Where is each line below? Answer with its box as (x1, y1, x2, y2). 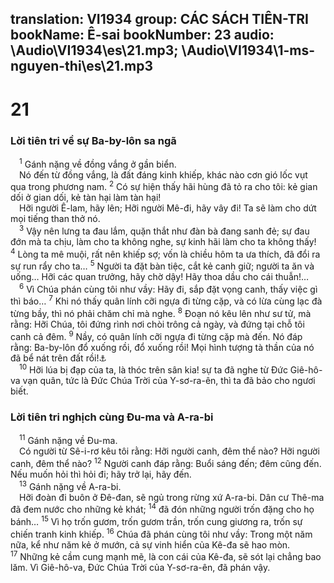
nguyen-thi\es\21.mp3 (10, 58, 153, 75)
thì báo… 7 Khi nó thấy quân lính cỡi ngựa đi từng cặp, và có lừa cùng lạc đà (10, 293, 323, 307)
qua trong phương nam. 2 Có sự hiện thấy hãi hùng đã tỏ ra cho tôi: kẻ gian (10, 179, 318, 193)
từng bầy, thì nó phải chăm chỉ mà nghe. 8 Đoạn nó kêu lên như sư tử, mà (10, 306, 312, 320)
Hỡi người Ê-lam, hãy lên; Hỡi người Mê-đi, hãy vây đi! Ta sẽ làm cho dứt (19, 202, 317, 214)
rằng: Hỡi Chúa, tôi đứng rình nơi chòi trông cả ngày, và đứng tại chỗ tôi (10, 318, 305, 331)
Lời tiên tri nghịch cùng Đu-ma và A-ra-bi (10, 410, 214, 424)
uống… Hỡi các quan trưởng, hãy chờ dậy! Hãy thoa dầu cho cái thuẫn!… (10, 271, 310, 283)
